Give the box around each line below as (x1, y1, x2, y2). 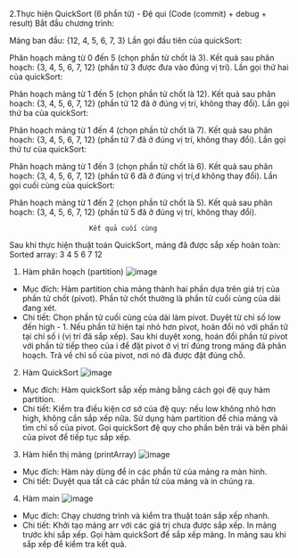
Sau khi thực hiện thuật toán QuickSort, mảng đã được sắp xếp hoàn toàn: (9, 240, 281, 250)
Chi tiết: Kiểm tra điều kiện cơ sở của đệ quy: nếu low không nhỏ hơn (21, 404, 277, 414)
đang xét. (21, 303, 58, 313)
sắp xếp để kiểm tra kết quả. (21, 539, 128, 549)
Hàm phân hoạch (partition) (21, 267, 124, 276)
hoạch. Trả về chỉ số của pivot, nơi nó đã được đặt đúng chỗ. (21, 350, 245, 360)
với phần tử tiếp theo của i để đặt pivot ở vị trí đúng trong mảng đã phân (21, 341, 287, 351)
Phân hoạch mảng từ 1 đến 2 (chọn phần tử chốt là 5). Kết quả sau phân (9, 197, 273, 208)
